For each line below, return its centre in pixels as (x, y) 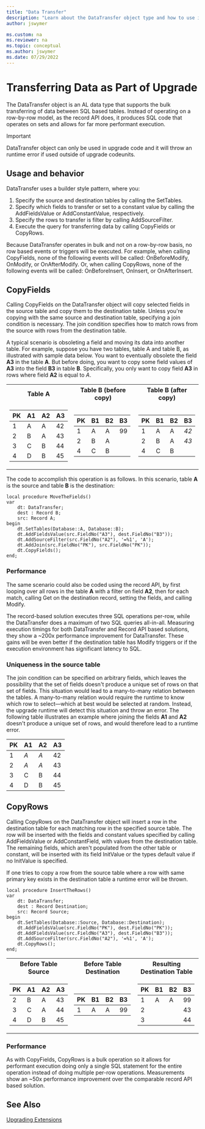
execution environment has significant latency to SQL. (74, 648)
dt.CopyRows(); (37, 944)
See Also (23, 1105)
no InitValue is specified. (37, 861)
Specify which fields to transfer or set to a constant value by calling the (105, 206)
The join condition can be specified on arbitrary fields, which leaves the (96, 678)
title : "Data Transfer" (37, 12)
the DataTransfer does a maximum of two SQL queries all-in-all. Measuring (100, 622)
